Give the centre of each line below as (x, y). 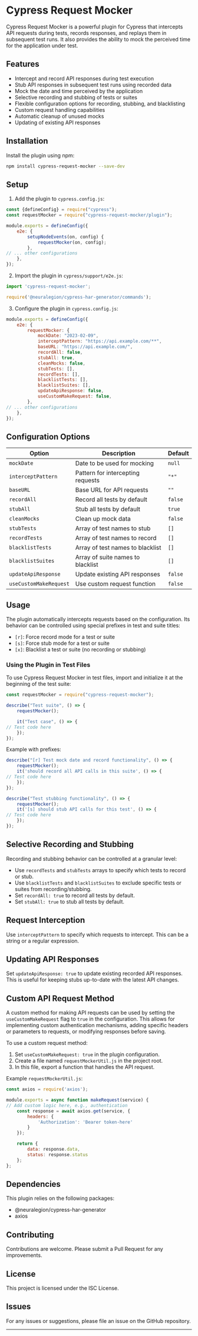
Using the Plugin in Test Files (48, 664)
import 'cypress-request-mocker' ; (49, 286)
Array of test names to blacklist (118, 548)
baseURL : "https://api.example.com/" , (85, 347)
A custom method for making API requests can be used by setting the (90, 1013)
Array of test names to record (116, 538)
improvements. (24, 1256)
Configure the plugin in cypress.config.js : (66, 308)
